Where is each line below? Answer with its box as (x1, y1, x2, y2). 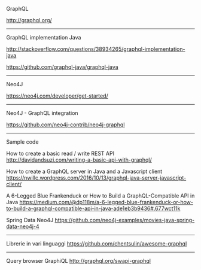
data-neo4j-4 (6, 223, 40, 230)
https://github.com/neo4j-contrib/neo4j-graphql (6, 121, 125, 128)
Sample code (6, 138, 39, 145)
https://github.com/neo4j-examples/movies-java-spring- (54, 217, 195, 223)
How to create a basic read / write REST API (6, 150, 115, 157)
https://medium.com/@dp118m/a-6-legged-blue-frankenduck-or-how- (19, 199, 193, 205)
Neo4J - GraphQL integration (6, 110, 79, 116)
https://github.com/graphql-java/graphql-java (6, 63, 118, 71)
